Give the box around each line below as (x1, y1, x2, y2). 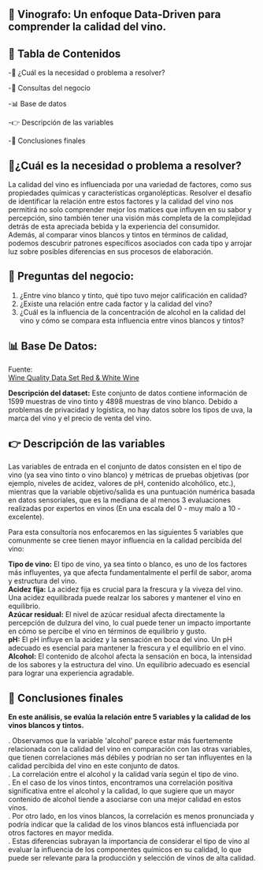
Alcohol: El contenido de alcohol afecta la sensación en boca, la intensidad (8, 652, 252, 661)
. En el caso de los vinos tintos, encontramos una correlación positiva (8, 778, 234, 787)
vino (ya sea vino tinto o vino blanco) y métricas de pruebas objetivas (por (8, 470, 250, 480)
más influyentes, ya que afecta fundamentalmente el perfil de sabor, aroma (8, 568, 252, 577)
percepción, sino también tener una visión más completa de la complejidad (8, 214, 252, 223)
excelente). (8, 512, 45, 521)
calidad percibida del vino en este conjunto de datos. (8, 761, 180, 771)
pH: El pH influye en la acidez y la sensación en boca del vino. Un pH (8, 635, 232, 644)
